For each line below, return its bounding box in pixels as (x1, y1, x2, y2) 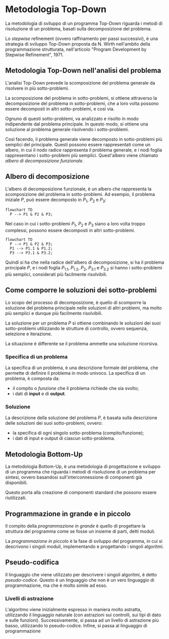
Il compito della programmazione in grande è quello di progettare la (5, 523, 146, 529)
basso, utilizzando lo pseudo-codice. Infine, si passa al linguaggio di (5, 623, 147, 629)
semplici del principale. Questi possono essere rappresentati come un (5, 141, 151, 147)
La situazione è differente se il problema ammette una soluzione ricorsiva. (5, 340, 159, 346)
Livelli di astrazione (5, 595, 54, 602)
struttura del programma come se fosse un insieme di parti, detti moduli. (5, 528, 155, 534)
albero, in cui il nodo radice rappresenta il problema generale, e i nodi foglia (5, 147, 162, 153)
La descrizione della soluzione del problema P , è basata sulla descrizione (5, 415, 157, 421)
